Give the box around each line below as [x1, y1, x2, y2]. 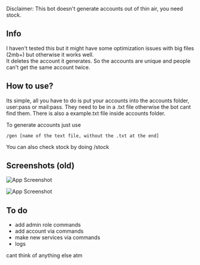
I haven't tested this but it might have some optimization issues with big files [6, 44, 195, 51]
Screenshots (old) [6, 161, 75, 171]
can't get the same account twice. [6, 63, 90, 71]
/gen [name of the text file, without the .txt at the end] [6, 133, 160, 139]
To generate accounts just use [6, 121, 81, 128]
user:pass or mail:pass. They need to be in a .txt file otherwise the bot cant [6, 103, 191, 110]
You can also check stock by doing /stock [6, 143, 110, 150]
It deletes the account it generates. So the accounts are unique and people [6, 57, 190, 65]
